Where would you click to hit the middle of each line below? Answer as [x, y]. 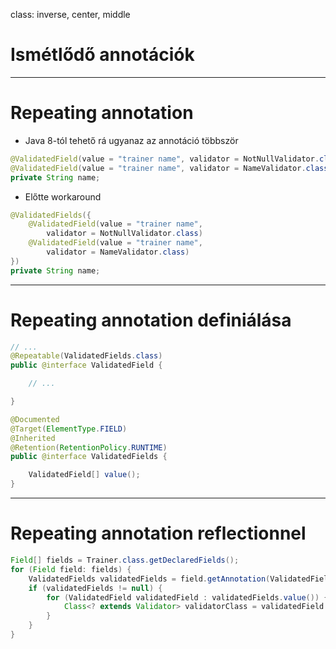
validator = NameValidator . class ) [118, 252]
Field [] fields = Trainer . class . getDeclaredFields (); [125, 560]
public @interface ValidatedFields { [89, 457]
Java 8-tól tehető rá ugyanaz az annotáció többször [131, 140]
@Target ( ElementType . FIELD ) [69, 429]
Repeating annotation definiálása [151, 320]
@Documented [35, 419]
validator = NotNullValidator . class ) [124, 234]
